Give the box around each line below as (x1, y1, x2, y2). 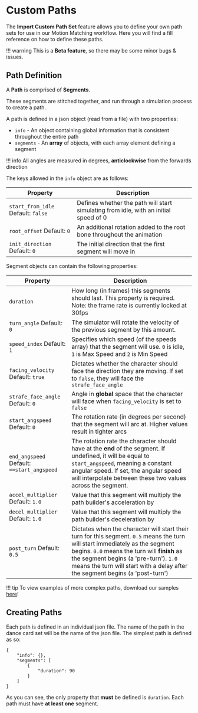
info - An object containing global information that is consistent (14, 126, 170, 133)
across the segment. (71, 481, 128, 489)
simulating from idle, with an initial (76, 206, 171, 214)
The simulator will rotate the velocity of (71, 318, 180, 326)
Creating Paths (6, 607, 62, 617)
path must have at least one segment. (6, 700, 98, 707)
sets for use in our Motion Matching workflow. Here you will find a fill (6, 29, 173, 36)
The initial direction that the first (76, 240, 165, 248)
